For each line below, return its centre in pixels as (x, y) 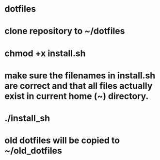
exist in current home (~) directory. (77, 96)
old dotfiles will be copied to (62, 140)
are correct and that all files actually (79, 86)
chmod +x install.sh (45, 53)
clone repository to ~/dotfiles (65, 31)
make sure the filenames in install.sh (80, 75)
